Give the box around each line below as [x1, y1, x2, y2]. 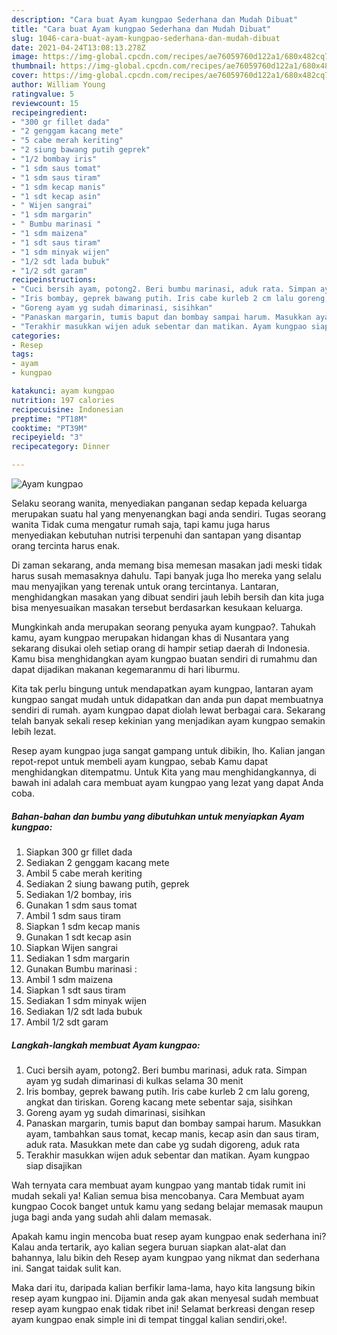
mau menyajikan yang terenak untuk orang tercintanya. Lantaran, [11, 581, 279, 592]
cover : [11, 71, 39, 81]
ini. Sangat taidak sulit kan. [11, 1262, 122, 1274]
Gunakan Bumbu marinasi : [25, 962, 138, 975]
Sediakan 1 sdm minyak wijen [25, 994, 147, 1006]
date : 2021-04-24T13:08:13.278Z [11, 42, 146, 53]
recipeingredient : [11, 107, 88, 118]
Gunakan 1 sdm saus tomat [25, 899, 138, 911]
